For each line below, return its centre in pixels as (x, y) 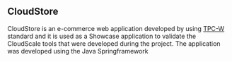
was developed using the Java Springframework (78, 51)
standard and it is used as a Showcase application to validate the (102, 36)
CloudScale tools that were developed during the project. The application (114, 43)
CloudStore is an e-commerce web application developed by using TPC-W (116, 28)
